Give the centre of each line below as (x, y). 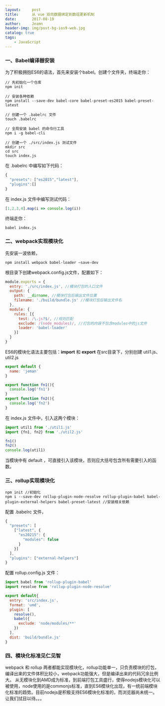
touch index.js (21, 156)
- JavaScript (27, 42)
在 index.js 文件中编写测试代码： (38, 199)
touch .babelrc (21, 119)
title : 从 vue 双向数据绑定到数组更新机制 (50, 14)
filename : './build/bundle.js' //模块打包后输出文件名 (68, 300)
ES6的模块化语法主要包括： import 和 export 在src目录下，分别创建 (74, 352)
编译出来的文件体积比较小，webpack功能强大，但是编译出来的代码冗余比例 (82, 673)
